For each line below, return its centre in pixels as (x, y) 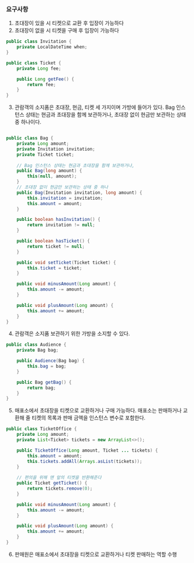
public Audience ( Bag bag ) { (51, 361)
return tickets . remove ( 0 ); (60, 489)
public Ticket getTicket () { (52, 483)
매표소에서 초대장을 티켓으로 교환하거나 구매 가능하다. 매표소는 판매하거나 (98, 411)
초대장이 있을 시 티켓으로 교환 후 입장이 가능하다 (69, 23)
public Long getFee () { (46, 79)
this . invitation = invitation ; (65, 198)
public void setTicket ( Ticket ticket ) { (66, 262)
